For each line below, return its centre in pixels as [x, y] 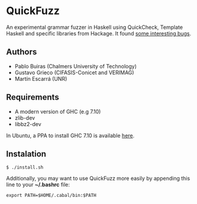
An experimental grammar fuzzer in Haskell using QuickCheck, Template [95, 27]
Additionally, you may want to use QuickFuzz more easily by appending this [98, 179]
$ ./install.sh [25, 167]
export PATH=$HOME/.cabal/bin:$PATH [51, 196]
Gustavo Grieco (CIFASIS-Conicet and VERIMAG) [74, 73]
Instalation [26, 154]
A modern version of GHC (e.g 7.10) [58, 111]
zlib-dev [25, 118]
